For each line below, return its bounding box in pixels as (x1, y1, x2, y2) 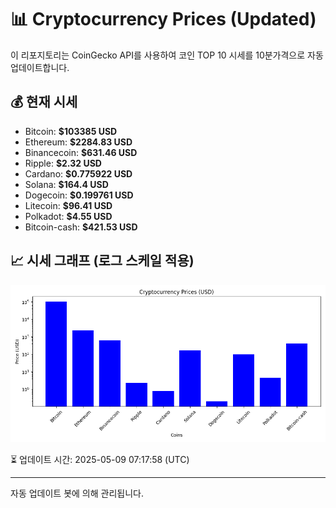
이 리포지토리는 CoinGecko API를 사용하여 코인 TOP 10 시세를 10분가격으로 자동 (10, 49, 324, 61)
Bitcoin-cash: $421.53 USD (24, 221, 138, 233)
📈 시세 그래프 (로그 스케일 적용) (10, 252, 195, 270)
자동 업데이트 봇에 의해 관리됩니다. (10, 487, 144, 499)
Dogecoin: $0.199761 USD (24, 189, 134, 201)
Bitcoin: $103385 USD (24, 125, 118, 137)
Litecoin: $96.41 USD (24, 199, 113, 211)
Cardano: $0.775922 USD (24, 167, 133, 180)
